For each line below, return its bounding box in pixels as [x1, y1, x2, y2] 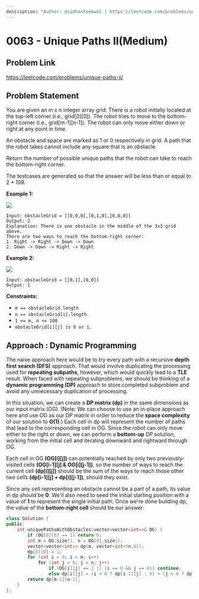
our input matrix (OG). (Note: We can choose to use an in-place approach [6, 405, 185, 413]
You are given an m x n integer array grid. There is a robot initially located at [6, 106, 191, 113]
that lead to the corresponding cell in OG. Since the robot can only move [6, 424, 182, 432]
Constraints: [6, 293, 38, 300]
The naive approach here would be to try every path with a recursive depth [6, 356, 190, 363]
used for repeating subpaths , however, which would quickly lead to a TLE [6, 369, 188, 376]
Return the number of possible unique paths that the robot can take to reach [6, 155, 192, 162]
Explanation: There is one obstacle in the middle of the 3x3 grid [6, 223, 176, 229]
